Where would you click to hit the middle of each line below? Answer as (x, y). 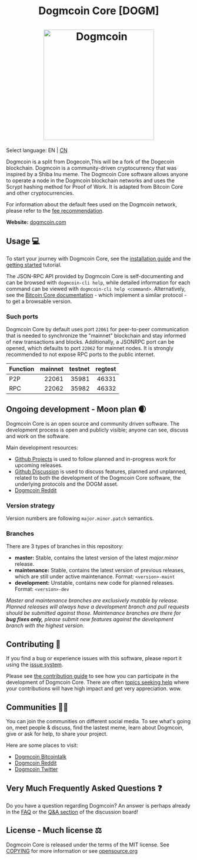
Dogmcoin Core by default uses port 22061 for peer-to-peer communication (98, 329)
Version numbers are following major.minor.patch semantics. (80, 518)
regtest (106, 369)
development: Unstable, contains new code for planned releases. (94, 583)
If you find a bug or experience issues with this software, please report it (94, 658)
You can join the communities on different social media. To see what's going (98, 721)
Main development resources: (42, 447)
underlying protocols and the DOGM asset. (66, 484)
